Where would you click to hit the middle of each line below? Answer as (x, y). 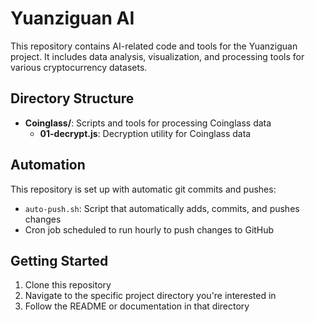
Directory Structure (72, 98)
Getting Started (59, 260)
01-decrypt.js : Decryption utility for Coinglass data (145, 133)
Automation (48, 165)
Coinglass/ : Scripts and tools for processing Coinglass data (148, 123)
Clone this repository (68, 285)
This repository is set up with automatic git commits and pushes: (143, 189)
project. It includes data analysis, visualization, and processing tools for (157, 56)
